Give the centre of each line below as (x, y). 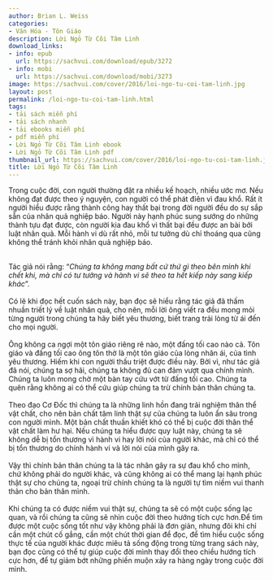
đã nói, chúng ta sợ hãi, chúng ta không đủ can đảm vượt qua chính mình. (131, 370)
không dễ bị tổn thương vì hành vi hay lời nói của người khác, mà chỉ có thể (134, 439)
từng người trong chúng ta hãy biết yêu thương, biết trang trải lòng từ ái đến (135, 319)
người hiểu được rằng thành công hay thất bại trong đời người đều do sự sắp (136, 207)
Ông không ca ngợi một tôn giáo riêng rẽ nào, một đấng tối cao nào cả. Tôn (134, 345)
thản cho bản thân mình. (49, 491)
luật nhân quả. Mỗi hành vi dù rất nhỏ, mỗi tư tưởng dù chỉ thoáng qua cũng (135, 233)
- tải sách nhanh (38, 122)
